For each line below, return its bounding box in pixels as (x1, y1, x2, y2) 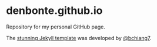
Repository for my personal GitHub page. (6, 23, 106, 30)
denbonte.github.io (6, 4, 103, 17)
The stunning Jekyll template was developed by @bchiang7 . (6, 34, 152, 41)
